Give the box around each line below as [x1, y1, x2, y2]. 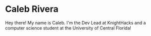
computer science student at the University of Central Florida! [5, 25, 131, 31]
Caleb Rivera [5, 3, 58, 15]
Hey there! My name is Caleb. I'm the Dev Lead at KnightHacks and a [5, 20, 146, 26]
